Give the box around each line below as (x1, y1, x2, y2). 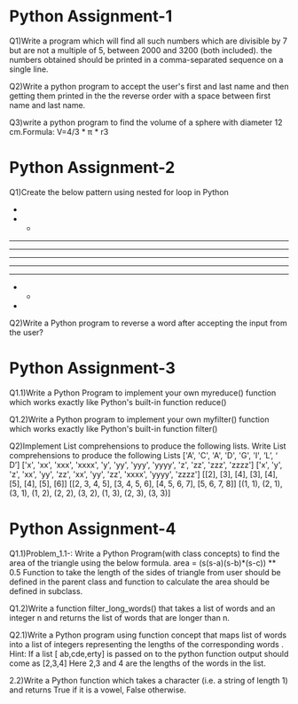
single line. (9, 64, 49, 74)
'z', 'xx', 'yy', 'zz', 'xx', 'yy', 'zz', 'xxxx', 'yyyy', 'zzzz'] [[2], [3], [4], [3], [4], (9, 468, 278, 480)
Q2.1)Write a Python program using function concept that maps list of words (9, 630, 286, 640)
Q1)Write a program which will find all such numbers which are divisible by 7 (9, 35, 288, 46)
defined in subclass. (9, 585, 83, 596)
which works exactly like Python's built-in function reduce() (9, 396, 227, 407)
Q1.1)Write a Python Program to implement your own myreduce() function (9, 387, 277, 398)
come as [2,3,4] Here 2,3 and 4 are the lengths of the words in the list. (9, 658, 266, 669)
